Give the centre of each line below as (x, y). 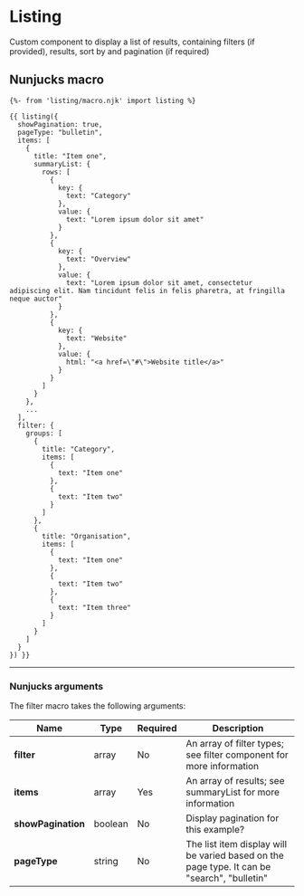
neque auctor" (36, 299)
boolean (111, 824)
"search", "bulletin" (227, 878)
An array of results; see (235, 781)
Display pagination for (232, 818)
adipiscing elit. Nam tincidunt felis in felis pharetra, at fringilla (147, 291)
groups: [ (44, 433)
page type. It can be (228, 867)
